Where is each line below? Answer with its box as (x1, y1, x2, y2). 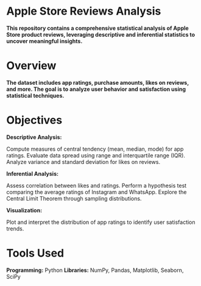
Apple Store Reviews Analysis (6, 4, 161, 18)
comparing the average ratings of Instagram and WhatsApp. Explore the (6, 188, 187, 196)
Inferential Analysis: (6, 170, 59, 177)
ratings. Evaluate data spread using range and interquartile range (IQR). (6, 151, 186, 159)
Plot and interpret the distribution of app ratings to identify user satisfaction (6, 218, 196, 226)
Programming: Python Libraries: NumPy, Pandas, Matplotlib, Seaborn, (6, 266, 184, 274)
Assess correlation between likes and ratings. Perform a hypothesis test (6, 182, 187, 189)
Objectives (6, 113, 63, 127)
